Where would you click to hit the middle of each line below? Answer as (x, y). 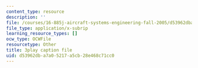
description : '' (26, 17)
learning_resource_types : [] (42, 34)
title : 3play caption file (39, 50)
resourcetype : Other (32, 45)
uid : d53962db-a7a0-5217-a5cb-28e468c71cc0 (60, 56)
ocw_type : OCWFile (29, 39)
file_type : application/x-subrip (47, 28)
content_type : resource (35, 12)
